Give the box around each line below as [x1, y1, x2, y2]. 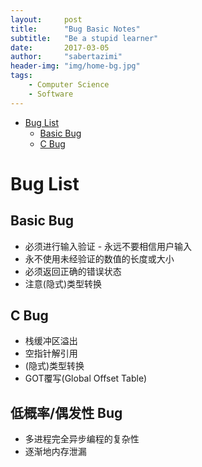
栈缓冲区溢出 [24, 335, 78, 347]
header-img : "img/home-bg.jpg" [10, 61, 141, 71]
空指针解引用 [24, 347, 78, 360]
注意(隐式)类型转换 [24, 277, 103, 290]
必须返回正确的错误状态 [24, 265, 122, 277]
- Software [28, 89, 74, 99]
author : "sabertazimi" [10, 52, 123, 62]
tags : [10, 71, 33, 81]
